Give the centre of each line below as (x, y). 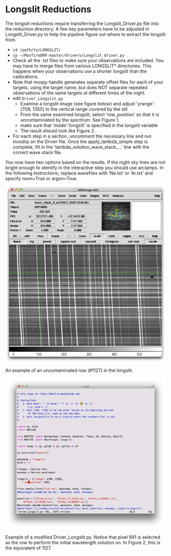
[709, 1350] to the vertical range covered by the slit (74, 109)
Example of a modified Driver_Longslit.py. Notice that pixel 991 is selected (83, 537)
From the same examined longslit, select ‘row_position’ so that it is (90, 114)
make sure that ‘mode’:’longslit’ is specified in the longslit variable (89, 125)
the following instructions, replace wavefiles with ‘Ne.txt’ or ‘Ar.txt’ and (79, 173)
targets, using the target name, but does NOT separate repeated (80, 87)
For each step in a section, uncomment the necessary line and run (82, 136)
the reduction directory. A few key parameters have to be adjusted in (77, 29)
